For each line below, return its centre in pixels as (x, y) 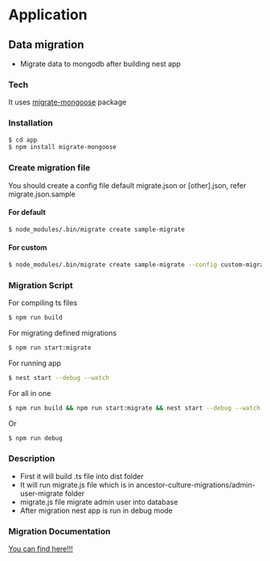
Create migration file (49, 168)
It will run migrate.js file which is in (77, 485)
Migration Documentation (59, 531)
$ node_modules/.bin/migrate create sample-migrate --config (113, 264)
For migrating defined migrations (63, 332)
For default (27, 212)
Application (48, 15)
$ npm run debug (35, 438)
